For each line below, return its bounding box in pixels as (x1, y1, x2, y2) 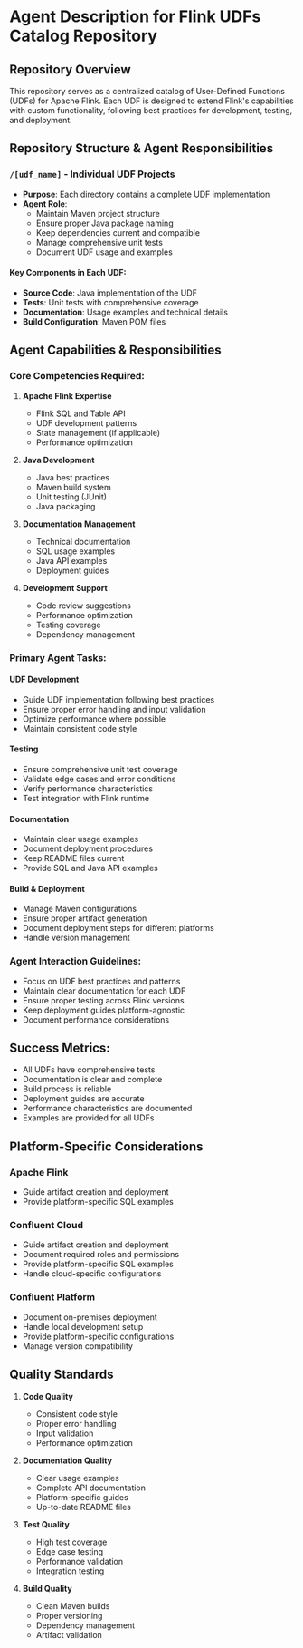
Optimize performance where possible (22, 713, 166, 724)
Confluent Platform (9, 1291, 96, 1304)
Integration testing (35, 1566, 105, 1576)
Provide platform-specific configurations (22, 1331, 175, 1342)
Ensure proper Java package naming (35, 218, 174, 228)
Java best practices (35, 471, 110, 482)
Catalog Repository (9, 25, 158, 46)
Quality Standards (9, 1367, 115, 1382)
